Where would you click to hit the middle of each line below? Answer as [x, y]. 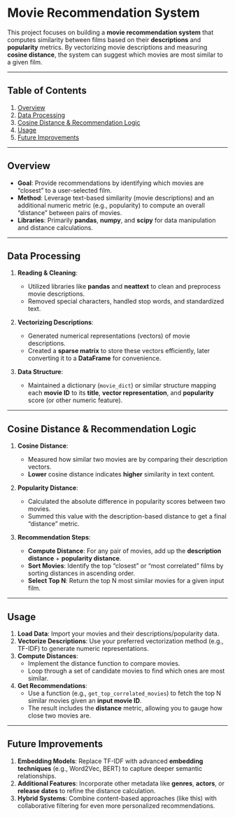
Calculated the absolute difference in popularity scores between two [127, 502]
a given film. [25, 62]
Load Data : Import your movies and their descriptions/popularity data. [118, 633]
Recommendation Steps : [54, 537]
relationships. [37, 776]
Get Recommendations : [52, 686]
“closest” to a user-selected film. [64, 190]
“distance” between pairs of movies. [70, 212]
